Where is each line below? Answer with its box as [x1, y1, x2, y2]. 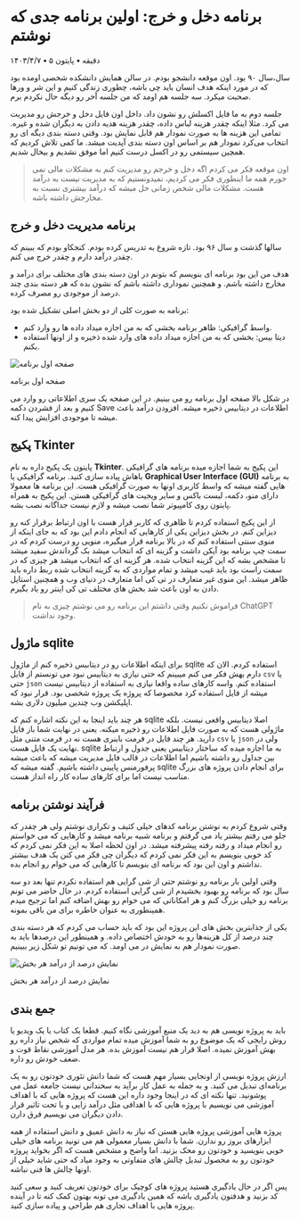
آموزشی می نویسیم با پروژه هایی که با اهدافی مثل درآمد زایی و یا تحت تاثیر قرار [10, 1100, 275, 1109]
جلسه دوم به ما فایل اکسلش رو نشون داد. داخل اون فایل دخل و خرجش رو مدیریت [10, 108, 283, 119]
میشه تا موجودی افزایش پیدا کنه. [10, 411, 118, 422]
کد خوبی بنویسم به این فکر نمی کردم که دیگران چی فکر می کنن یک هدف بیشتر [10, 850, 272, 860]
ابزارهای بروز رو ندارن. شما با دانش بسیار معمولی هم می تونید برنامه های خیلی [10, 1135, 272, 1146]
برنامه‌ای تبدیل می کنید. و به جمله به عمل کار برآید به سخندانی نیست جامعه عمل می [10, 1080, 287, 1091]
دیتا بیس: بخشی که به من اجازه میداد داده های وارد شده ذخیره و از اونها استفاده [22, 331, 286, 342]
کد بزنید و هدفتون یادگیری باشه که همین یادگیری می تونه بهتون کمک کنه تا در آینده [10, 1191, 279, 1201]
